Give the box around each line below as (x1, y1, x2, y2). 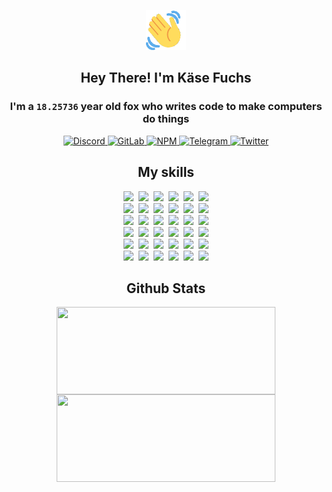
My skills (137, 164, 195, 181)
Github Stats (126, 280, 206, 297)
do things (142, 112, 190, 126)
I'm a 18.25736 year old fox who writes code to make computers (9, 100, 323, 114)
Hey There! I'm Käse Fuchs (80, 70, 252, 87)
